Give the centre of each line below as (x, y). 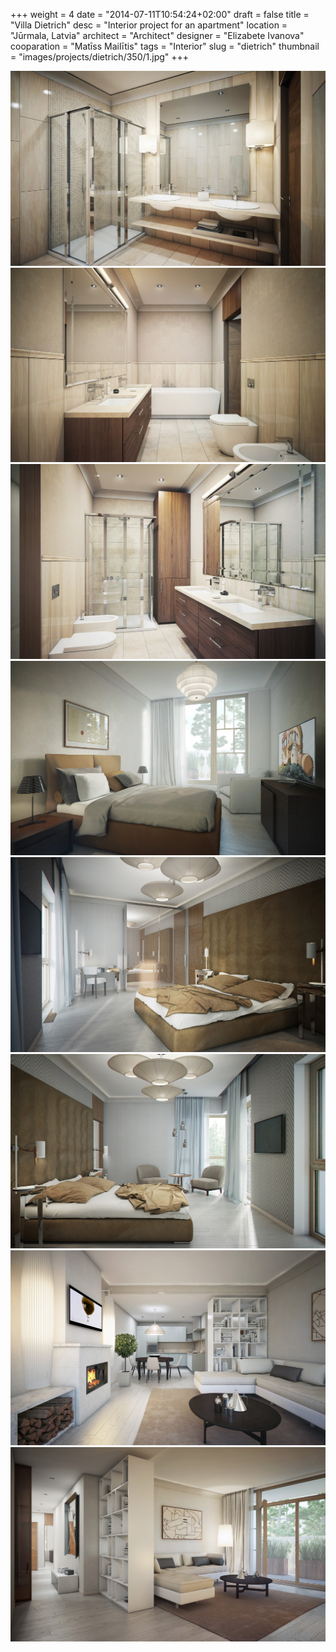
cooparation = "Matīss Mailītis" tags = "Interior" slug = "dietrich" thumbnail (165, 46)
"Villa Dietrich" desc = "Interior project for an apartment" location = (149, 25)
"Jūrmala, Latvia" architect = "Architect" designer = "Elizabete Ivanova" (157, 35)
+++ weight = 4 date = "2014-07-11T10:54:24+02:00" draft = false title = (160, 14)
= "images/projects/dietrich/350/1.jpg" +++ (100, 57)
